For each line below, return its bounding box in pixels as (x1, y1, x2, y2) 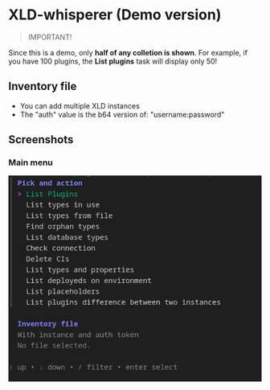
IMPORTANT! (27, 32, 72, 42)
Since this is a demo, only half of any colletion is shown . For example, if (8, 47, 247, 57)
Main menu (8, 157, 54, 168)
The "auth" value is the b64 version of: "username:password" (19, 109, 225, 119)
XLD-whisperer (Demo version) (8, 6, 222, 24)
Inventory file (8, 80, 77, 93)
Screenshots (8, 133, 74, 146)
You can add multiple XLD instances (19, 101, 141, 110)
